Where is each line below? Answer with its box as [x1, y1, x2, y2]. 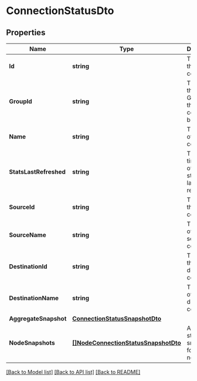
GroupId [9, 97, 32, 105]
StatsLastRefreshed [9, 168, 66, 176]
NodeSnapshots [9, 339, 55, 347]
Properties [6, 28, 46, 38]
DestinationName [9, 294, 59, 302]
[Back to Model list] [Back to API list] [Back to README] [6, 369, 141, 375]
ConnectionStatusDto [6, 4, 114, 18]
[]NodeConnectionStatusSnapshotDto [72, 339, 182, 347]
